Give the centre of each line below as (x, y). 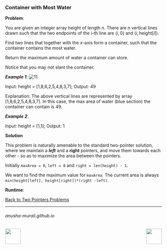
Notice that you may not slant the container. (50, 67)
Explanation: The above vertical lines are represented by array (69, 96)
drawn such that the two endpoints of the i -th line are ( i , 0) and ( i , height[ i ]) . (82, 33)
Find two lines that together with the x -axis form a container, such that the (81, 43)
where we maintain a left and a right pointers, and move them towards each (83, 151)
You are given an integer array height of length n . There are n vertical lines (81, 28)
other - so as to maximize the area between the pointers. (63, 156)
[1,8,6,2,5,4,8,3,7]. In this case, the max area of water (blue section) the (78, 101)
